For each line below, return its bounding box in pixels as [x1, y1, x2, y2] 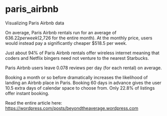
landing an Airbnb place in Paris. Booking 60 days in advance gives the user [5, 80, 162, 86]
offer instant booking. [5, 90, 49, 96]
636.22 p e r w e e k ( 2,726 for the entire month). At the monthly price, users [5, 35, 153, 41]
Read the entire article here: [5, 100, 62, 106]
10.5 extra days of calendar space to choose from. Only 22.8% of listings [5, 85, 155, 91]
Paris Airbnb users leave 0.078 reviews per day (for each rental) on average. [5, 65, 162, 71]
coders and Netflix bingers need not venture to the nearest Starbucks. [5, 55, 149, 61]
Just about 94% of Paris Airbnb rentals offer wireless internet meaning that [5, 50, 160, 56]
